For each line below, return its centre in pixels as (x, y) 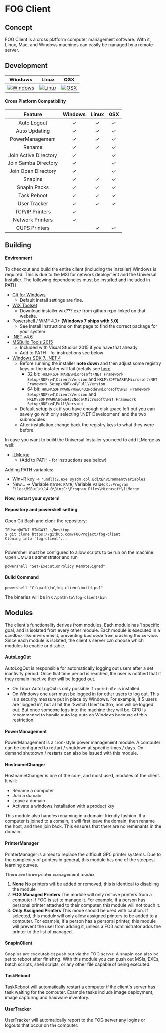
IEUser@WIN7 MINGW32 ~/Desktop (37, 530)
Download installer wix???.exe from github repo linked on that (83, 310)
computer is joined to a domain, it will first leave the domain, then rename (80, 821)
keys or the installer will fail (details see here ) (66, 368)
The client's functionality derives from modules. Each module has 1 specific (82, 625)
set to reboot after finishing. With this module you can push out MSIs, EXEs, (82, 959)
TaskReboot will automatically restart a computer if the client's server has (80, 987)
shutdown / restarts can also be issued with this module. (81, 753)
